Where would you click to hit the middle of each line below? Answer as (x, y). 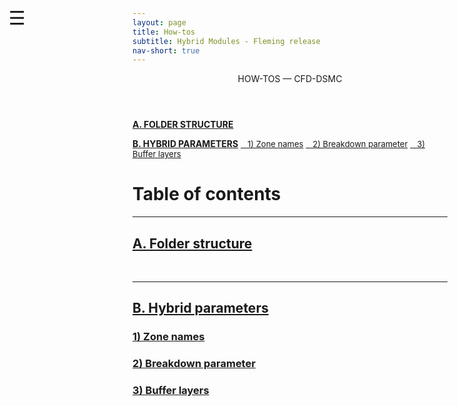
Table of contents (207, 194)
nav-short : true (166, 50)
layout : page (159, 22)
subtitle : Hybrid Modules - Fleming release (226, 41)
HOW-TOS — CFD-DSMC (290, 79)
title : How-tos (164, 32)
